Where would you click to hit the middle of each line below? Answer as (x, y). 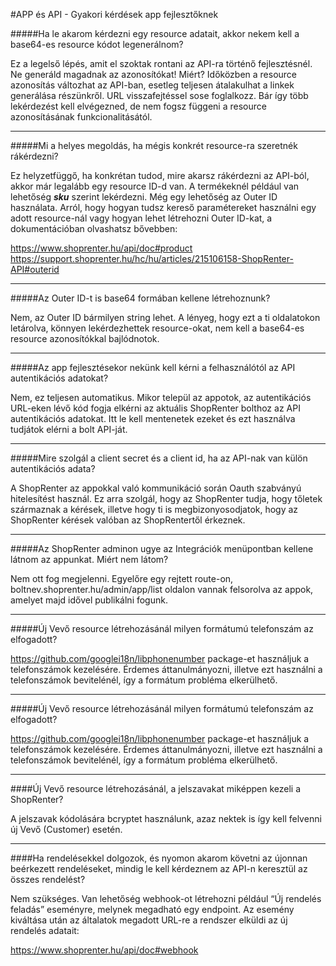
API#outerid (35, 269)
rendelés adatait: (45, 930)
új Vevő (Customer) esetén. (66, 829)
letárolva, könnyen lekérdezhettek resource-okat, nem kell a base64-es (157, 328)
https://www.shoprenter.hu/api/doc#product (101, 248)
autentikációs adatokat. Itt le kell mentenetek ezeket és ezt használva (153, 418)
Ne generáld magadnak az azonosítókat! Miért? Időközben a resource (154, 74)
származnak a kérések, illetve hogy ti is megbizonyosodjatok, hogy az (154, 509)
